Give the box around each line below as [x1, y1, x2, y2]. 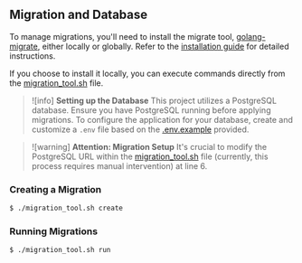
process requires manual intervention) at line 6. [31, 160, 208, 171]
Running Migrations [9, 225, 98, 238]
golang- [236, 31, 266, 42]
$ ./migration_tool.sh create [9, 203, 124, 213]
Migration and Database [9, 7, 148, 23]
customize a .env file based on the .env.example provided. [31, 124, 250, 135]
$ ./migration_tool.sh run [9, 246, 111, 255]
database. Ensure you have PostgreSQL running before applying [31, 104, 271, 116]
